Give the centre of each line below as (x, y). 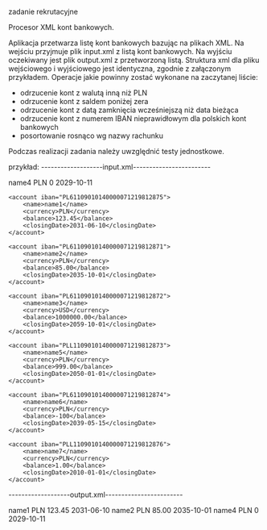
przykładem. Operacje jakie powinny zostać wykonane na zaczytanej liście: (133, 77)
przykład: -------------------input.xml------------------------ (110, 167)
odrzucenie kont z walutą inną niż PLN (84, 93)
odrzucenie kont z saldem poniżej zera (84, 101)
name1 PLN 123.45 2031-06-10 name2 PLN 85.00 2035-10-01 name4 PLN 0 (133, 510)
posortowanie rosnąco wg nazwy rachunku (91, 136)
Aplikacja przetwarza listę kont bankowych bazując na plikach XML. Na (126, 43)
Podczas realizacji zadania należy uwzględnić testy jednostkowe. (117, 151)
